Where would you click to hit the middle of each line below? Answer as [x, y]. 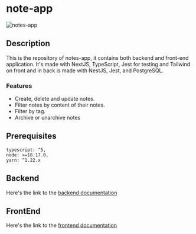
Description [28, 44]
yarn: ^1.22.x [24, 160]
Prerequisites [31, 136]
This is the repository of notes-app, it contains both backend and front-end [97, 57]
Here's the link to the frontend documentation [61, 225]
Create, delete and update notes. [55, 99]
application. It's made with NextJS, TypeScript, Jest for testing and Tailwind [98, 64]
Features [19, 86]
